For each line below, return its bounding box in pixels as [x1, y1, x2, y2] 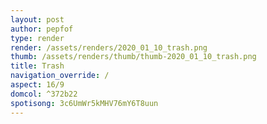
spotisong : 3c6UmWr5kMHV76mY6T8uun [10, 98, 159, 108]
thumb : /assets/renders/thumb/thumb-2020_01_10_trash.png [10, 52, 257, 62]
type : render [10, 33, 65, 43]
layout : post [10, 14, 65, 25]
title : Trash [10, 61, 65, 71]
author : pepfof [10, 24, 74, 34]
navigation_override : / [10, 71, 110, 81]
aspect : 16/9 [10, 80, 65, 90]
